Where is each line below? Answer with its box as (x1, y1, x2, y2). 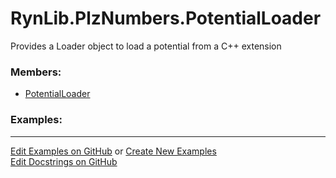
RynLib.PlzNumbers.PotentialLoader (10, 7, 322, 30)
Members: (10, 65, 62, 79)
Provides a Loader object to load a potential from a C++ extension (10, 40, 282, 52)
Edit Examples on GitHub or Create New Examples (10, 145, 217, 157)
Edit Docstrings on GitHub (10, 155, 118, 167)
